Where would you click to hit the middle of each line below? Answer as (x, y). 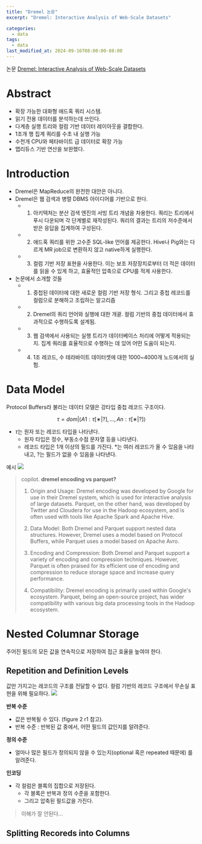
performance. (47, 579)
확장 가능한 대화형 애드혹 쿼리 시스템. (58, 111)
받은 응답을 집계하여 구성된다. (68, 228)
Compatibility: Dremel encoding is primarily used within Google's (110, 590)
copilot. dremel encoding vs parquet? (68, 479)
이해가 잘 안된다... (42, 814)
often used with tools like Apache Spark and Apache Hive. (102, 516)
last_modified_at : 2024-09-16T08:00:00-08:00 (64, 51)
